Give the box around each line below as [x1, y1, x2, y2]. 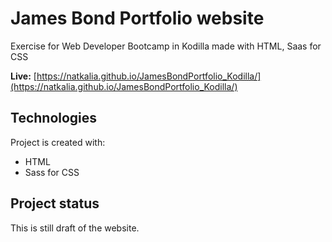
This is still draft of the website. [10, 222, 140, 234]
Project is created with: [10, 136, 106, 148]
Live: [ [10, 70, 37, 82]
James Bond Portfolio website [10, 7, 265, 30]
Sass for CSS [24, 166, 80, 178]
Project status [10, 195, 100, 212]
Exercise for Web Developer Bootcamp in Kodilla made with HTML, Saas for [10, 40, 322, 52]
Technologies [10, 110, 98, 127]
